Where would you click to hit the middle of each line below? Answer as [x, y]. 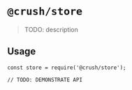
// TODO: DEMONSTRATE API [45, 80]
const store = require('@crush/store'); [67, 68]
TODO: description [51, 29]
